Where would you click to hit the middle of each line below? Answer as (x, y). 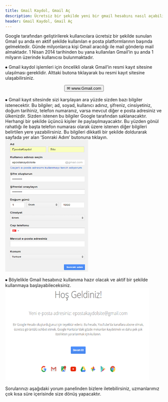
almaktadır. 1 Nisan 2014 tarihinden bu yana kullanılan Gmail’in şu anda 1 (79, 52)
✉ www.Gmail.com (84, 89)
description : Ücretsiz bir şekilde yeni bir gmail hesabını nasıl (76, 16)
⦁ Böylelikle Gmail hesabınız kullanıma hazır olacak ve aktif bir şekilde (77, 280)
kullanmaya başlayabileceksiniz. (38, 286)
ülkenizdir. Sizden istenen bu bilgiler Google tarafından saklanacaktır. (76, 116)
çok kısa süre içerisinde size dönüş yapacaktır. (53, 394)
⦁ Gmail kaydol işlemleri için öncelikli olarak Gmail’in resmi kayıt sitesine (79, 67)
